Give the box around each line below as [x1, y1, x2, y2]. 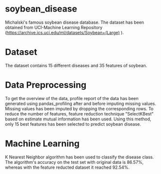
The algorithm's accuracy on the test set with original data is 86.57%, [5, 159, 144, 165]
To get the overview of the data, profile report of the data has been [5, 95, 139, 101]
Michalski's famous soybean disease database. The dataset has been [5, 19, 145, 25]
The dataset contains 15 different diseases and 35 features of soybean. [5, 62, 147, 68]
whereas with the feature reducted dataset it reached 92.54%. [5, 164, 130, 170]
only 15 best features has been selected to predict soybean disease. [5, 121, 142, 127]
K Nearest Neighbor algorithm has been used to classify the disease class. [5, 154, 154, 160]
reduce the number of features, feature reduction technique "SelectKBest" [5, 111, 154, 116]
